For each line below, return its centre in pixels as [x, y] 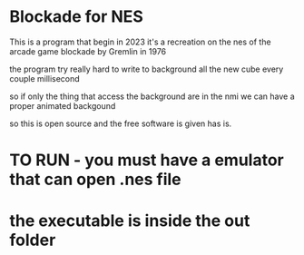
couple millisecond [44, 78]
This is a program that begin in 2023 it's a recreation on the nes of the [140, 42]
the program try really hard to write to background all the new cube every [147, 69]
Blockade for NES [76, 17]
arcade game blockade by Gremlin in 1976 [88, 51]
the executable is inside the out [130, 221]
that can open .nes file [95, 180]
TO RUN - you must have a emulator [147, 160]
